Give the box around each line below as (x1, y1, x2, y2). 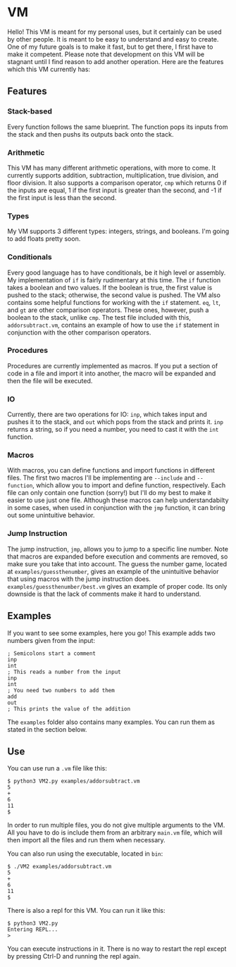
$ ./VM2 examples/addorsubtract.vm (7, 863, 112, 871)
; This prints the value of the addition (7, 705, 131, 712)
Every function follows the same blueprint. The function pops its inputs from (7, 123, 228, 131)
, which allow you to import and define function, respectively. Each (32, 481, 226, 489)
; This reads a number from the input (7, 668, 121, 675)
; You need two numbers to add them (7, 687, 115, 694)
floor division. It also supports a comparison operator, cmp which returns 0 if (7, 178, 227, 187)
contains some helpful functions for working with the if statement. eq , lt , (7, 298, 221, 306)
